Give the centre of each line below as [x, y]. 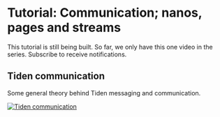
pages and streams [64, 28]
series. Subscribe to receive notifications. [67, 54]
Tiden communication [56, 76]
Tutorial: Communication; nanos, [105, 13]
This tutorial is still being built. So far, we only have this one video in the [110, 47]
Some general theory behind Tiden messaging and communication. [104, 93]
